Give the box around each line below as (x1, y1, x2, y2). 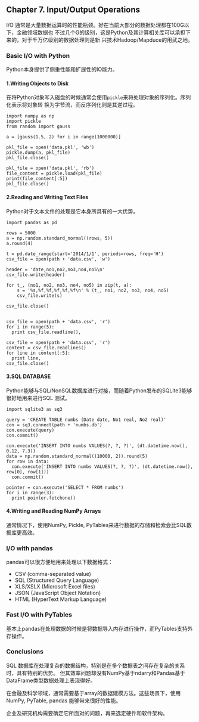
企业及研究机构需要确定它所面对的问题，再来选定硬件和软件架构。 (6, 709, 168, 717)
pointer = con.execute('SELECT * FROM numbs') (6, 484, 124, 491)
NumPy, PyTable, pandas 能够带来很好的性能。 (6, 697, 122, 704)
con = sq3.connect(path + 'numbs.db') (6, 422, 102, 428)
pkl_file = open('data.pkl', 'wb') (6, 144, 95, 151)
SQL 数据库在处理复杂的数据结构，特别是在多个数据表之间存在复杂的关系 (6, 662, 185, 669)
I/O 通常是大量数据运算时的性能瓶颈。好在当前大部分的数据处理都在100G (6, 21, 185, 29)
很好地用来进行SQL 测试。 (6, 394, 70, 401)
